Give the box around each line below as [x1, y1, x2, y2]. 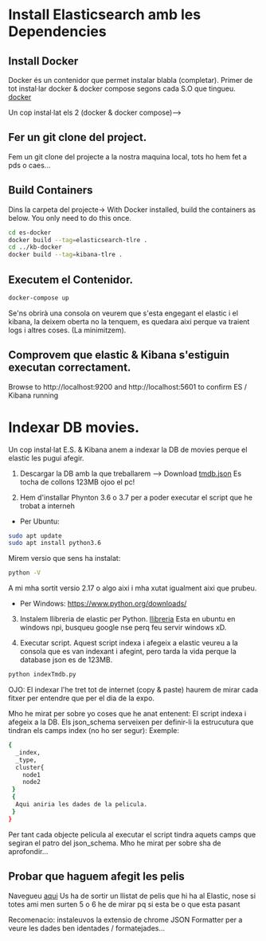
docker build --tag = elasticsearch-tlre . [8, 236, 148, 244]
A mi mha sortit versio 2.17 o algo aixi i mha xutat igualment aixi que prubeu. [8, 583, 257, 593]
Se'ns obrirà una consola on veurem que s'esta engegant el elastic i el [8, 308, 239, 318]
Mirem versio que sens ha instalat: [8, 554, 121, 563]
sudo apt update [8, 531, 62, 539]
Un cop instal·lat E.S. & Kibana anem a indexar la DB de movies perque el [8, 445, 248, 454]
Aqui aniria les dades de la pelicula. [15, 801, 148, 809]
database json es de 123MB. [19, 655, 113, 665]
